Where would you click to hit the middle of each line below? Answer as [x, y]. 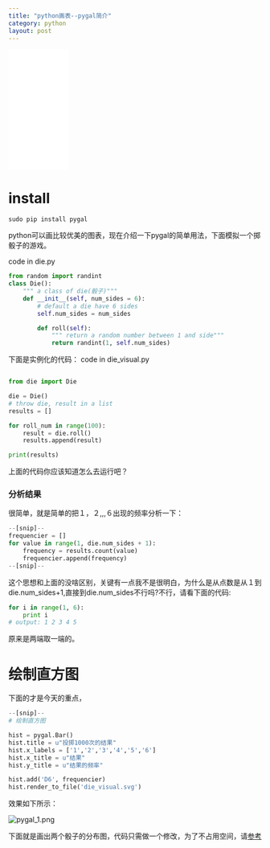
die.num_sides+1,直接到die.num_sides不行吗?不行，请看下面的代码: [120, 592]
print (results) [34, 455]
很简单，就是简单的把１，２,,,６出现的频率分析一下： [96, 513]
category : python [37, 23]
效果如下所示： [33, 804]
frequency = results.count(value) [80, 551]
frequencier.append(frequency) [75, 558]
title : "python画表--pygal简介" [60, 16]
